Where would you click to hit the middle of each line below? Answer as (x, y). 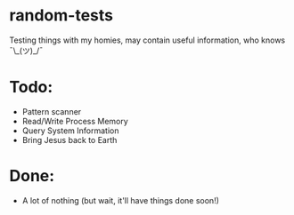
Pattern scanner (52, 111)
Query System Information (70, 131)
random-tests (61, 16)
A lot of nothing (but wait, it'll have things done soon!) (121, 200)
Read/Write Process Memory (75, 121)
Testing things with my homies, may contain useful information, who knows (147, 40)
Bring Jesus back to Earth (69, 139)
